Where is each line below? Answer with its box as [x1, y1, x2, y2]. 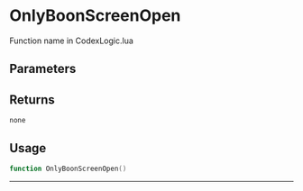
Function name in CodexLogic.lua [9, 35, 133, 46]
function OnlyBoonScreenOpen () [9, 164, 127, 173]
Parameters [9, 61, 77, 77]
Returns [9, 92, 56, 107]
